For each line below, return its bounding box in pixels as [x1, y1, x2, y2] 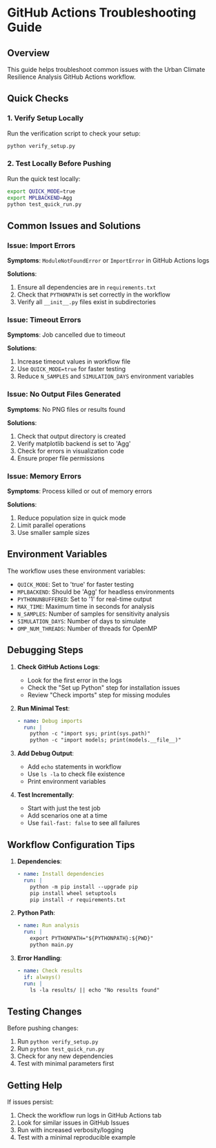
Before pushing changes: [7, 1024, 79, 1033]
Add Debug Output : [17, 749, 75, 758]
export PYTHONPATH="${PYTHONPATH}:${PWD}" [30, 935, 154, 942]
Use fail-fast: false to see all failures [27, 819, 140, 827]
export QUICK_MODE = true [7, 188, 76, 195]
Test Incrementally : [17, 791, 75, 799]
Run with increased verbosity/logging [17, 1126, 124, 1134]
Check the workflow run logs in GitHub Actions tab [17, 1111, 162, 1119]
